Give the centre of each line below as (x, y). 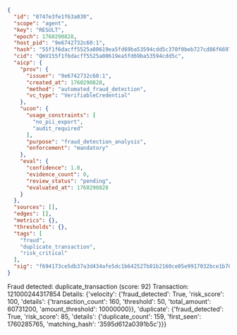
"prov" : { (35, 69)
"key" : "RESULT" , (39, 30)
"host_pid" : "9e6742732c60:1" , (60, 43)
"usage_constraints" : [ (61, 115)
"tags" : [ (28, 233)
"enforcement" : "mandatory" (67, 148)
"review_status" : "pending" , (69, 181)
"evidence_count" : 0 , (58, 174)
